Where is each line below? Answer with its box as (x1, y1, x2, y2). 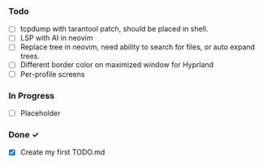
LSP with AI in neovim (19, 33, 93, 43)
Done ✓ (8, 129, 40, 140)
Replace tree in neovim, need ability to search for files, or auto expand (19, 42, 256, 52)
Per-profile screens (19, 69, 85, 78)
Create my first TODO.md (19, 147, 106, 157)
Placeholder (19, 108, 61, 118)
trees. (19, 51, 41, 61)
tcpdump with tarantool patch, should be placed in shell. (19, 24, 209, 34)
